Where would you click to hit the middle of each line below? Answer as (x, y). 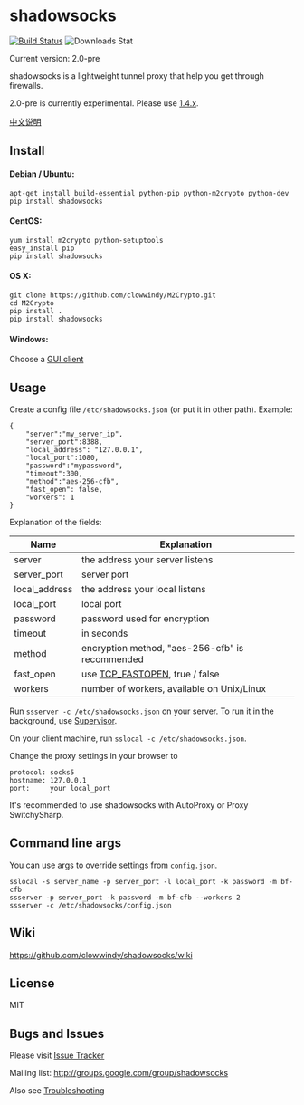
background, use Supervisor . (63, 720)
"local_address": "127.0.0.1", (85, 449)
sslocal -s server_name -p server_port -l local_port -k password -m (143, 881)
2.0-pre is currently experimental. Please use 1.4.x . (104, 103)
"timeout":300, (54, 473)
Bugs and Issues (57, 1033)
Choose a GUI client (47, 360)
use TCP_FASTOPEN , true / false (150, 674)
